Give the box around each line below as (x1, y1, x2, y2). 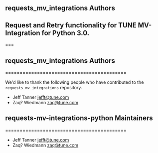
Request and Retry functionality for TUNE (5, 21, 137, 29)
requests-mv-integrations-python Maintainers (5, 114, 153, 123)
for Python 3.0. (41, 28, 90, 37)
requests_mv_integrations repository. (5, 85, 82, 91)
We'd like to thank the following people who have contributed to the (5, 79, 144, 85)
